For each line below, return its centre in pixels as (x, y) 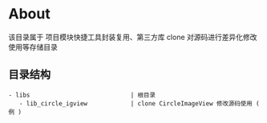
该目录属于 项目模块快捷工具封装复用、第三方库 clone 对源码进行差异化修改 (133, 37)
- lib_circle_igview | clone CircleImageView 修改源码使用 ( (139, 103)
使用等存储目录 (33, 47)
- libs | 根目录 (82, 95)
